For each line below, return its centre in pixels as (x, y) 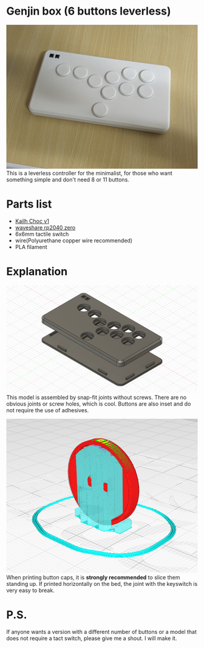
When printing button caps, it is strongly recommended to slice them (93, 577)
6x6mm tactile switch (42, 234)
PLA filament (31, 247)
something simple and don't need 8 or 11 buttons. (68, 179)
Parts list (29, 204)
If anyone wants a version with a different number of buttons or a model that (102, 632)
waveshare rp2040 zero (45, 227)
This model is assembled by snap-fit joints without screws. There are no (97, 398)
